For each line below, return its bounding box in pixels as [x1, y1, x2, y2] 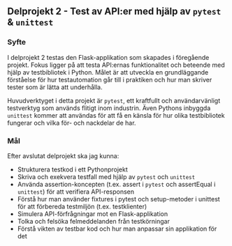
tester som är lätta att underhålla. [7, 83, 103, 91]
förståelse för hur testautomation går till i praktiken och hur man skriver [7, 75, 212, 84]
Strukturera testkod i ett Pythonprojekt [17, 165, 128, 174]
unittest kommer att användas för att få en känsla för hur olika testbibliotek [7, 111, 225, 119]
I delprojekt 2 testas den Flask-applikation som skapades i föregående [7, 53, 210, 61]
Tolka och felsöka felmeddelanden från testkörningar [17, 217, 170, 225]
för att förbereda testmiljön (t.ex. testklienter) [17, 202, 147, 210]
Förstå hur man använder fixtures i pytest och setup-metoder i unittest [17, 194, 220, 203]
